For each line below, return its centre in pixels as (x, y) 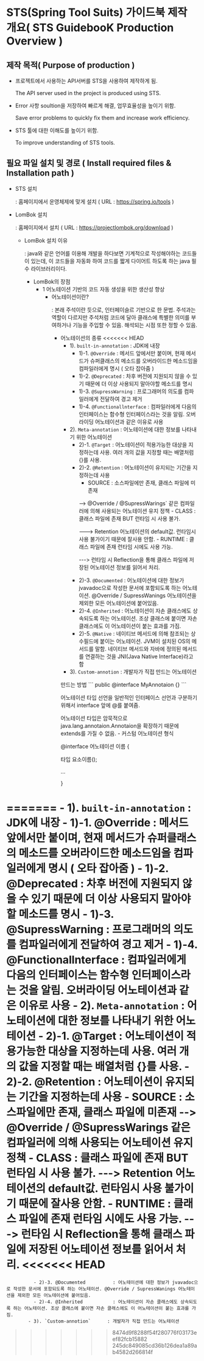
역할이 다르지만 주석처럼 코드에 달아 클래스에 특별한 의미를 (121, 317)
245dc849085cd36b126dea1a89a (155, 1345)
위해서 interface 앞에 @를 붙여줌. (100, 705)
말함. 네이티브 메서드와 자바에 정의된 (138, 649)
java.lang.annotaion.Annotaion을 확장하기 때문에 (120, 725)
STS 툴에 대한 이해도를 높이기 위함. (57, 130)
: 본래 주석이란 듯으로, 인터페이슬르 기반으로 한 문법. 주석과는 (124, 310)
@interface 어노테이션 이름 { (95, 746)
